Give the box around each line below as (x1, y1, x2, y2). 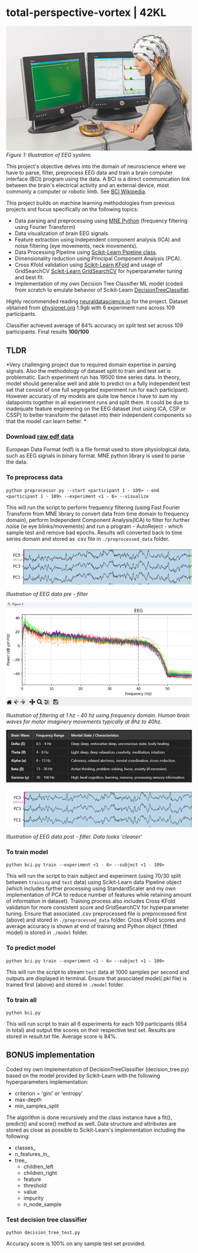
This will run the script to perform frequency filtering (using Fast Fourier (6, 504, 181, 511)
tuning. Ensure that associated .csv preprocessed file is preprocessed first (6, 910, 187, 917)
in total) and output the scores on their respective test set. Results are (6, 1026, 176, 1033)
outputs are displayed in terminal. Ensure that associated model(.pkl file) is (6, 974, 187, 982)
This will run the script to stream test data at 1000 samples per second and (6, 968, 190, 975)
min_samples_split (14, 1102, 59, 1109)
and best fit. (14, 274, 44, 281)
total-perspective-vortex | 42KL (6, 6, 167, 20)
